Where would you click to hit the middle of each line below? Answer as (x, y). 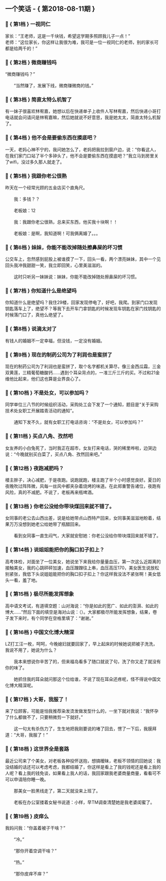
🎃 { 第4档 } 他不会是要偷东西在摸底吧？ (51, 138)
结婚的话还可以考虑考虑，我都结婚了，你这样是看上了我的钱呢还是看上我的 (85, 767)
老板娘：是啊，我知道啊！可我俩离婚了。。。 (57, 233)
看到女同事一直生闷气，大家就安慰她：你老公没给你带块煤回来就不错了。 (87, 536)
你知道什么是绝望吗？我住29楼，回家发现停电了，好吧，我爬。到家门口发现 (82, 302)
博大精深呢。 (22, 685)
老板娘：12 (25, 210)
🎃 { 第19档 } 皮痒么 (27, 816)
